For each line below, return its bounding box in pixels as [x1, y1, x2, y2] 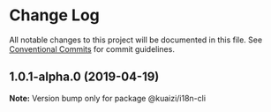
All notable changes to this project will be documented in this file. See [9, 34, 263, 45]
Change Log [9, 5, 100, 26]
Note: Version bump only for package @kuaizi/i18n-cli [9, 93, 206, 103]
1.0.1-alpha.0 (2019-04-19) [9, 70, 160, 85]
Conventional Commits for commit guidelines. [9, 43, 175, 54]
